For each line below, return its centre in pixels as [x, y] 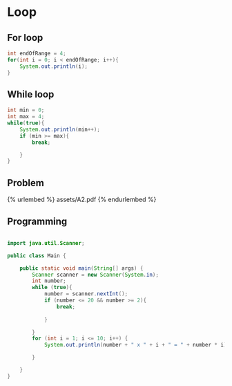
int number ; [49, 281]
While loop [31, 94]
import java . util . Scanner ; [46, 243]
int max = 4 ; [26, 117]
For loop [25, 38]
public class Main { [37, 256]
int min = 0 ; [26, 110]
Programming [37, 221]
